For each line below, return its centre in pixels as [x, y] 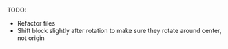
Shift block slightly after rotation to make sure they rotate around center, [119, 31]
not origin [31, 38]
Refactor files [36, 23]
